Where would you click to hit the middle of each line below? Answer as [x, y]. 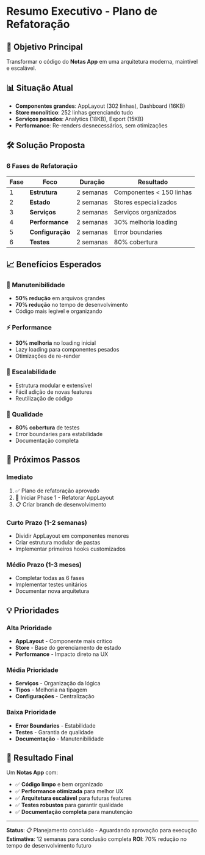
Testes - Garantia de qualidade [54, 732]
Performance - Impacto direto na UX [62, 654]
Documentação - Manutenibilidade [59, 739]
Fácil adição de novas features [54, 392]
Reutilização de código [44, 398]
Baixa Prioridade [31, 712]
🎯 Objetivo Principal [45, 47]
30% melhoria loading [146, 222]
